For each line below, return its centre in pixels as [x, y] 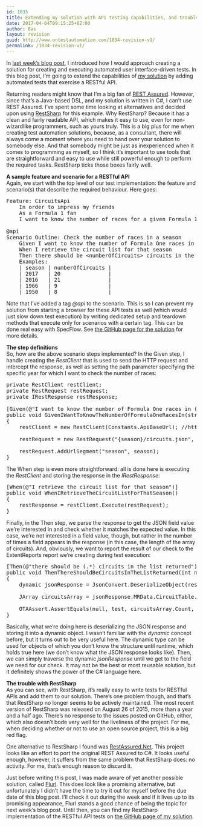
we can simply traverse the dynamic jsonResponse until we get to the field [99, 659]
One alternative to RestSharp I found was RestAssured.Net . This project [95, 747]
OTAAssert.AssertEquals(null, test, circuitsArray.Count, [107, 609]
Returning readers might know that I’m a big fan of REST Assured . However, [100, 94]
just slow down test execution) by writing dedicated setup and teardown [96, 316]
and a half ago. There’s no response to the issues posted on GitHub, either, [99, 715]
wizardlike [19, 126]
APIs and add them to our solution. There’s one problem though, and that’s [99, 696]
